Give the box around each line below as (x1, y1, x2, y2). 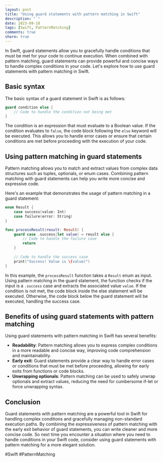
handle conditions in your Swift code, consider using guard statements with (5, 437, 157, 443)
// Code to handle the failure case (22, 236, 97, 241)
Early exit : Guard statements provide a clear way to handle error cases (12, 358, 154, 364)
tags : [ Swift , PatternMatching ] (5, 25, 71, 30)
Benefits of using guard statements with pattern (5, 312, 154, 321)
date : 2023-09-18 (5, 20, 40, 26)
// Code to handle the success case (14, 254, 89, 259)
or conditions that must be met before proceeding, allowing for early (12, 363, 149, 369)
